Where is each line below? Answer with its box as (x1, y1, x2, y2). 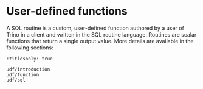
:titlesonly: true (6, 55, 53, 62)
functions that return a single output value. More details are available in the (6, 37, 194, 44)
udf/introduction (6, 66, 50, 73)
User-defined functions (6, 4, 128, 18)
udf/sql (6, 77, 26, 83)
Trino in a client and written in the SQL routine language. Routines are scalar (6, 30, 197, 38)
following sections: (6, 44, 53, 51)
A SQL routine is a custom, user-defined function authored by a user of (6, 24, 184, 32)
